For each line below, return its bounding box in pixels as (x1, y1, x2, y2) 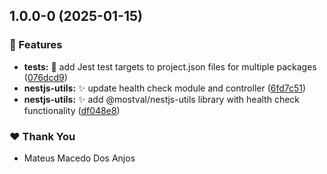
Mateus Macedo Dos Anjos (23, 152, 136, 164)
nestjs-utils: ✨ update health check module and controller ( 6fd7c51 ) (23, 82, 307, 94)
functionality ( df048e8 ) (23, 104, 121, 116)
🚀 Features (9, 38, 63, 52)
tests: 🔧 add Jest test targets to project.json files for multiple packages (23, 60, 317, 73)
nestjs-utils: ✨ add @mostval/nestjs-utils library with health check (23, 93, 301, 105)
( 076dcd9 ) (23, 71, 68, 83)
